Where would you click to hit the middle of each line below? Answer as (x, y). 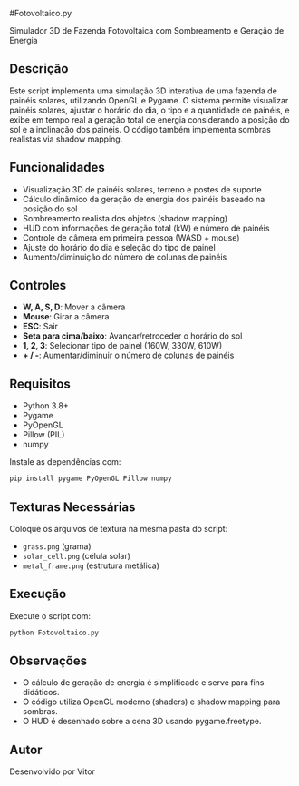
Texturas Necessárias (72, 507)
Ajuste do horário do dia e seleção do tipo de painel (119, 247)
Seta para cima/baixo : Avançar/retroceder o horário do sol (132, 336)
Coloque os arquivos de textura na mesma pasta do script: (119, 528)
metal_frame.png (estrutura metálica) (91, 565)
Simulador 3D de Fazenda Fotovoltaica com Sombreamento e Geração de (147, 30)
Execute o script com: (50, 615)
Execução (38, 594)
